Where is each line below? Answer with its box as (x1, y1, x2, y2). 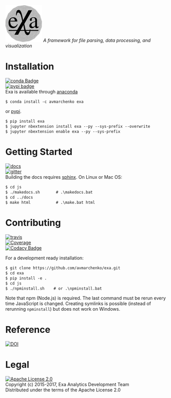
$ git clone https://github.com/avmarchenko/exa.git (5, 265, 121, 271)
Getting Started (5, 146, 73, 158)
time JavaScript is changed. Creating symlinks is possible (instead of (5, 300, 151, 307)
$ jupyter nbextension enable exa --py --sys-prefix (5, 129, 121, 134)
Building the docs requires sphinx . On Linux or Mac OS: (5, 174, 122, 180)
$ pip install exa (5, 119, 45, 124)
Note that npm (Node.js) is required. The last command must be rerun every (5, 295, 166, 301)
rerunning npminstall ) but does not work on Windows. (5, 306, 121, 312)
